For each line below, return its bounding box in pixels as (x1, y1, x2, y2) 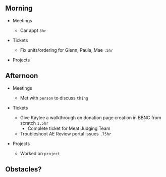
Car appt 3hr (20, 27, 46, 33)
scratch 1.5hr (20, 120, 49, 126)
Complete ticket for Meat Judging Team (27, 125, 110, 131)
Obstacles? (5, 165, 42, 174)
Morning (5, 4, 33, 13)
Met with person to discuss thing (20, 95, 88, 101)
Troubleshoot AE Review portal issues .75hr (20, 130, 112, 136)
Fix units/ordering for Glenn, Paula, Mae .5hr (20, 47, 114, 53)
